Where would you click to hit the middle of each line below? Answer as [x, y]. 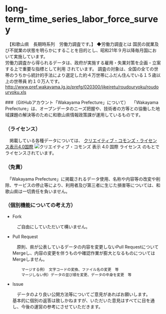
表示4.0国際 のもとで [84, 147]
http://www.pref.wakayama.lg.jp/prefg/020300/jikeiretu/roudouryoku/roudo [82, 87]
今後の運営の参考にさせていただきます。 [62, 307]
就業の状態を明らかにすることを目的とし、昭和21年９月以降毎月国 [81, 50]
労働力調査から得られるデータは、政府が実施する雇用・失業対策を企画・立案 [83, 63]
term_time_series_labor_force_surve [82, 19]
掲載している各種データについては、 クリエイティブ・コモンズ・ [74, 141]
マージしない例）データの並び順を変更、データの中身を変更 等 [77, 275]
